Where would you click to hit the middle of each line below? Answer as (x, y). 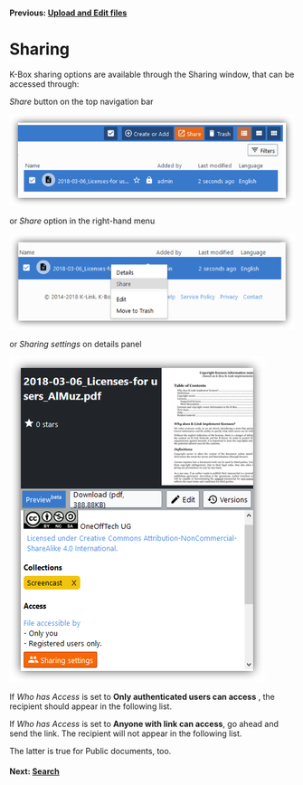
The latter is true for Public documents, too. (90, 751)
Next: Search (35, 771)
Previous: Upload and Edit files (68, 13)
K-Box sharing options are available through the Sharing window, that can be (152, 74)
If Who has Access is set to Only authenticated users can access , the (142, 696)
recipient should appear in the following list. (91, 706)
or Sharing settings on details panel (76, 344)
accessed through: (44, 84)
